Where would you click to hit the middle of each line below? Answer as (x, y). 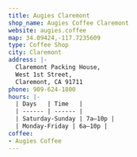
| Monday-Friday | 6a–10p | (62, 126)
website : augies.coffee (48, 30)
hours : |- (25, 97)
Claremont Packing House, (58, 67)
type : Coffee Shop (38, 45)
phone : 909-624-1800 (42, 89)
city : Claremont (35, 52)
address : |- (28, 60)
